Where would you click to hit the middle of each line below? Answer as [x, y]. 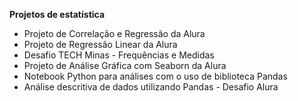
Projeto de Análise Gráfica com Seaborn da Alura [125, 65]
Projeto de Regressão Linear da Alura [100, 44]
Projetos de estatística [57, 14]
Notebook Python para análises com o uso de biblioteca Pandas [155, 76]
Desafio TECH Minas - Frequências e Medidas [119, 55]
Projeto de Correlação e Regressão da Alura [114, 33]
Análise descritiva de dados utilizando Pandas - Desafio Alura [151, 87]
